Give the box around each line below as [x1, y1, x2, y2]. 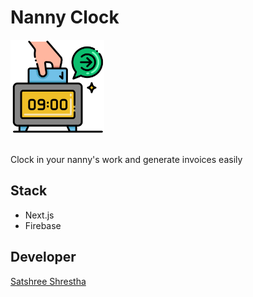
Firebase [24, 219, 62, 231]
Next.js [24, 209, 55, 221]
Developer [10, 249, 77, 266]
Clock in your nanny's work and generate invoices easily [10, 153, 243, 165]
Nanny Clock [10, 6, 120, 29]
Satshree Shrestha [10, 275, 87, 287]
